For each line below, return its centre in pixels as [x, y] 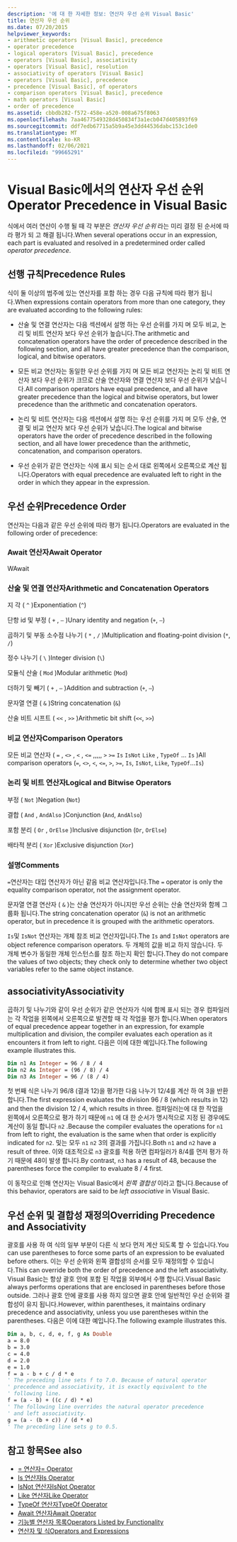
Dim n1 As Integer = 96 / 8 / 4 [55, 1063]
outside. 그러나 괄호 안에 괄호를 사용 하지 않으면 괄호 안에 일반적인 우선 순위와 [115, 1296]
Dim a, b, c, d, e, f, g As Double [60, 1334]
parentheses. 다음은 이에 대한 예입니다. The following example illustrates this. [117, 1320]
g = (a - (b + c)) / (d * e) [50, 1420]
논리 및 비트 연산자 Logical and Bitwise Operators [89, 783]
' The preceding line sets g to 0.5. [63, 1427]
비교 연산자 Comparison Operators [65, 738]
